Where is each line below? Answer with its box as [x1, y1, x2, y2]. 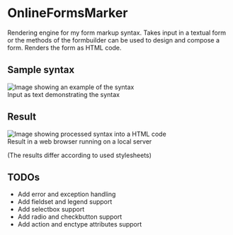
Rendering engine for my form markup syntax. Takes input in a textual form [7, 28, 227, 37]
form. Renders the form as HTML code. [7, 43, 122, 52]
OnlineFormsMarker [7, 5, 128, 21]
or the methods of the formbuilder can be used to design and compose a [7, 35, 220, 44]
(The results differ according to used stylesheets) [7, 151, 152, 159]
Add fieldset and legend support [17, 197, 113, 206]
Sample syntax [7, 64, 75, 76]
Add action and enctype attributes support [17, 220, 142, 229]
